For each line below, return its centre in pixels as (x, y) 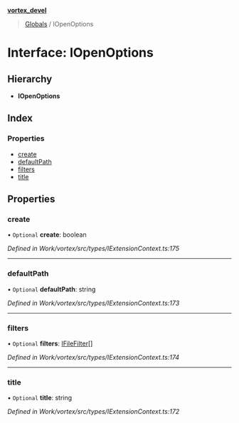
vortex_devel (27, 10)
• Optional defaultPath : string (52, 289)
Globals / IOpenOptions (59, 24)
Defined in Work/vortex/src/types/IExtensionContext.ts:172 (94, 412)
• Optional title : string (40, 398)
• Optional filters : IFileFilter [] (50, 343)
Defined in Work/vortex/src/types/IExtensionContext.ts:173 (94, 303)
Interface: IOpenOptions (81, 53)
